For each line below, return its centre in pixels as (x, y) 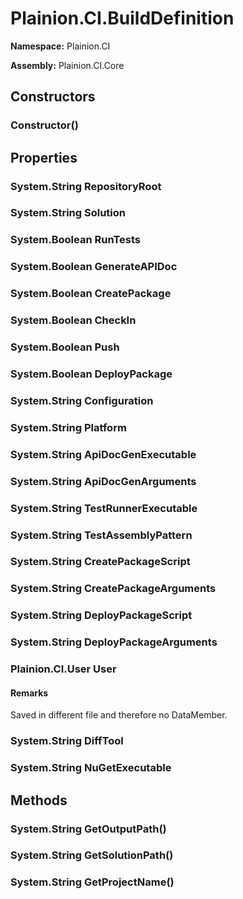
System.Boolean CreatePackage (91, 294)
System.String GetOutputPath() (88, 829)
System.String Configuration (82, 400)
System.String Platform (68, 427)
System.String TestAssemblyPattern (101, 535)
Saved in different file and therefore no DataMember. (119, 715)
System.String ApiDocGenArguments (103, 481)
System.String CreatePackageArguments (113, 589)
